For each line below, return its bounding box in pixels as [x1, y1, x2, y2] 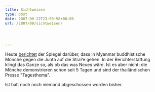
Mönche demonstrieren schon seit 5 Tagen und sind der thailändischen [5, 67, 150, 73]
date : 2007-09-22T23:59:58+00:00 [5, 16, 74, 21]
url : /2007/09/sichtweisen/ [5, 21, 63, 26]
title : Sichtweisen [5, 7, 45, 12]
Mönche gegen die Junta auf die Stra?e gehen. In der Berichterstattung [5, 57, 151, 63]
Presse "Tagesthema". [5, 72, 51, 78]
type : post [5, 12, 28, 17]
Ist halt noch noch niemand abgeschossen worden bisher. [5, 82, 123, 88]
